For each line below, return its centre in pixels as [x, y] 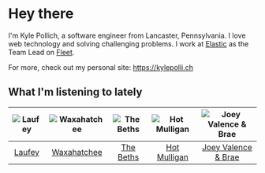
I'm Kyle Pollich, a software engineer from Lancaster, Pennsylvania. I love [127, 35]
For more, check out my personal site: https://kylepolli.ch [101, 67]
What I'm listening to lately [75, 92]
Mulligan [173, 156]
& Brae [227, 156]
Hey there [41, 14]
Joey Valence [227, 147]
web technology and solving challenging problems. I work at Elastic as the [129, 43]
